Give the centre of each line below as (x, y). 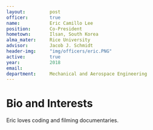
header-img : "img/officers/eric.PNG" (59, 51)
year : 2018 (34, 62)
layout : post (34, 12)
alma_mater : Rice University (48, 40)
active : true (34, 57)
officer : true (34, 18)
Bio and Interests (50, 104)
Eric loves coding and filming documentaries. (63, 120)
